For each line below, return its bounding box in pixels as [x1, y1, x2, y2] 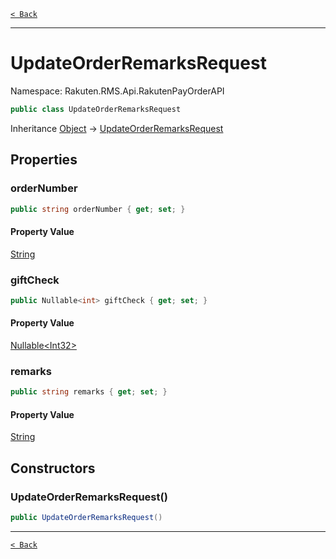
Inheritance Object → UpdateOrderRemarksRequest [10, 122, 224, 134]
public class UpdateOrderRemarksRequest [10, 104, 182, 114]
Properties [10, 151, 78, 169]
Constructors [10, 460, 96, 477]
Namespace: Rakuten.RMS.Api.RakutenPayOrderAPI [10, 85, 225, 97]
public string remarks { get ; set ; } [10, 387, 168, 397]
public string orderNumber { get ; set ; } [10, 204, 186, 214]
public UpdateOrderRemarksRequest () [10, 513, 163, 523]
